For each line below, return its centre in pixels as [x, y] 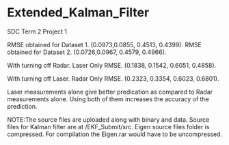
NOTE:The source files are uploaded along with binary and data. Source [108, 119]
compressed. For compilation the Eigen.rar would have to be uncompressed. [115, 134]
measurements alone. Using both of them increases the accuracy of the [108, 99]
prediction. [22, 106]
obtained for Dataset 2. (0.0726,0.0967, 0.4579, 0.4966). [87, 52]
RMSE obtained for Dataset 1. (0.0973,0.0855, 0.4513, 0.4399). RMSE [104, 44]
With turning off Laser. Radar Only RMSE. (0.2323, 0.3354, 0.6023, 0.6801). [113, 78]
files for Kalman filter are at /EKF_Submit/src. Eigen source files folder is [108, 127]
